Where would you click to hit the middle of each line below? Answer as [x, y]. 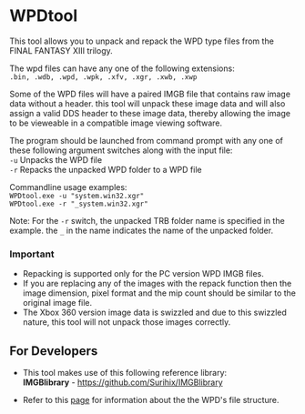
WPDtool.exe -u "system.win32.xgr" [77, 196]
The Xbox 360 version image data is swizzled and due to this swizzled [154, 313]
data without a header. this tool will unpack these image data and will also [147, 103]
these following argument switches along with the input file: [121, 150]
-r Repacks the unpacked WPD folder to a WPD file [106, 169]
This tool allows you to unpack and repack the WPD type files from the [142, 41]
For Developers [54, 351]
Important [32, 254]
